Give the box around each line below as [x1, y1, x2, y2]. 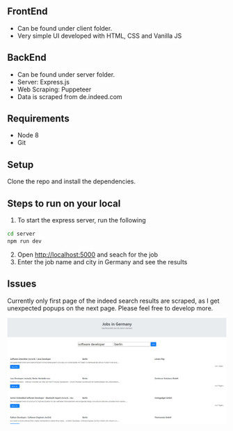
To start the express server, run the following [17, 216, 146, 225]
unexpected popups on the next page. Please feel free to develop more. [7, 303, 214, 312]
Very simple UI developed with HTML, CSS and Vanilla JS [17, 31, 182, 40]
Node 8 [17, 131, 40, 139]
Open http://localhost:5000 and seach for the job [17, 250, 159, 259]
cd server [7, 230, 36, 238]
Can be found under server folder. [17, 70, 115, 79]
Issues [7, 278, 37, 290]
